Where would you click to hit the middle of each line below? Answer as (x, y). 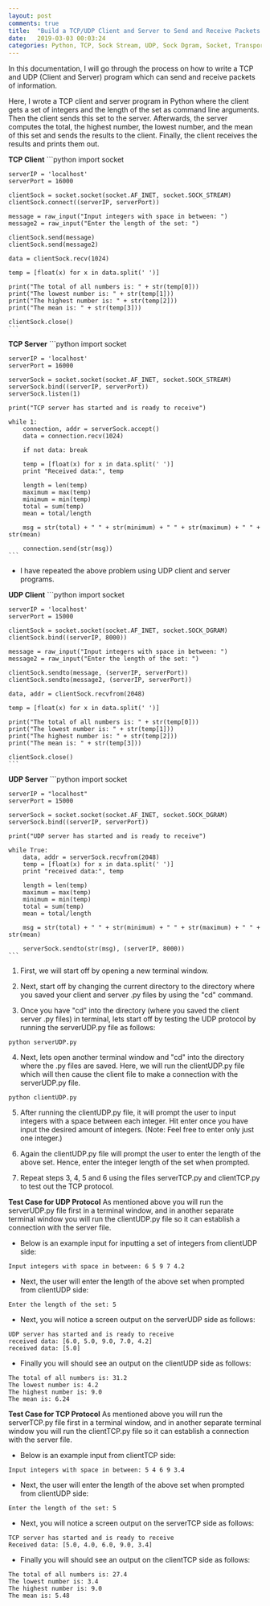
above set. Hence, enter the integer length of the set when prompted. (135, 1162)
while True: (28, 850)
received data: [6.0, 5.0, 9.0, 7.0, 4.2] (80, 1341)
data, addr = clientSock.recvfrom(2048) (77, 694)
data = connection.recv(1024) (74, 436)
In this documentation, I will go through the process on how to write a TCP (131, 68)
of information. (33, 86)
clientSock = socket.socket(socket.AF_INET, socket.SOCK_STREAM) (120, 195)
